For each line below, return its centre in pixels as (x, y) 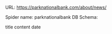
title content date (23, 27)
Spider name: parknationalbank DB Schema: (52, 17)
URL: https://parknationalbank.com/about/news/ (56, 7)
